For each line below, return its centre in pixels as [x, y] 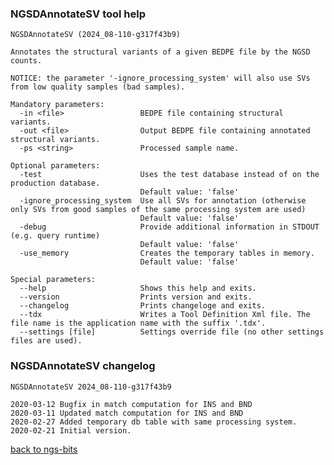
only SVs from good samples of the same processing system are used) [158, 210]
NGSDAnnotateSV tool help [78, 14]
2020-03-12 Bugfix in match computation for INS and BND [131, 404]
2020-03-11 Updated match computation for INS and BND [127, 413]
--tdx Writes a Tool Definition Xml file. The [165, 315]
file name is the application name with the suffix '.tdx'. [138, 323]
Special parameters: [53, 280]
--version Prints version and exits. [136, 297]
